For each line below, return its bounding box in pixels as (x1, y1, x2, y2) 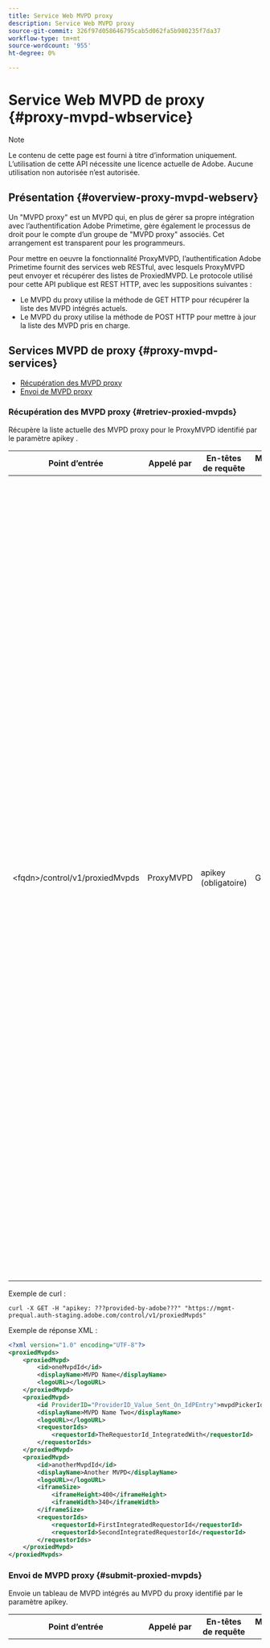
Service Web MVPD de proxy (8, 91, 205, 110)
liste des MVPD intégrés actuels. (19, 303, 128, 313)
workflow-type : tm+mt (8, 34, 81, 43)
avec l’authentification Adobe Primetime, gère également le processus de (8, 221, 252, 230)
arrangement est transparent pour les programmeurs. (8, 238, 186, 247)
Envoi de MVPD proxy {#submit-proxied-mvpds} (8, 1570, 202, 1581)
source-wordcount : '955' (8, 42, 92, 50)
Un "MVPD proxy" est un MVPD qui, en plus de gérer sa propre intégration (8, 212, 255, 222)
